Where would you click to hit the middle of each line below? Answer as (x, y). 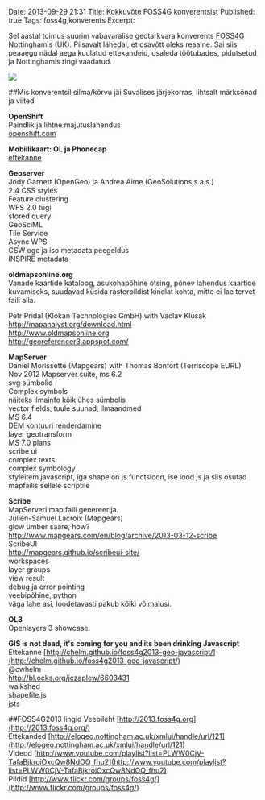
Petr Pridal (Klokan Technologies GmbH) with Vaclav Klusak (108, 316)
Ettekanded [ (29, 736)
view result (27, 578)
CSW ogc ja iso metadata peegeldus (69, 250)
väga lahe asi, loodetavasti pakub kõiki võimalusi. (90, 604)
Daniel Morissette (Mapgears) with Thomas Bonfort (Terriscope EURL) (125, 365)
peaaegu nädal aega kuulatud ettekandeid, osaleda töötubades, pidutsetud (133, 53)
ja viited (21, 101)
